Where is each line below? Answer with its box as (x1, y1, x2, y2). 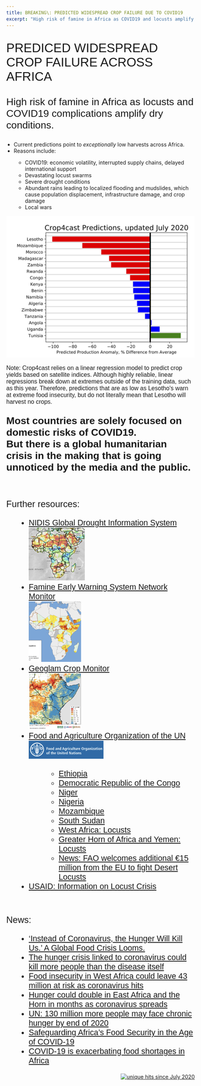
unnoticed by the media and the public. (6, 462, 191, 474)
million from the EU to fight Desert (59, 862, 178, 873)
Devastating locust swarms (25, 171, 92, 178)
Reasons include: (14, 147, 56, 154)
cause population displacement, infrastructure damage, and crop (25, 191, 185, 198)
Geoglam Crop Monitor (29, 664, 109, 674)
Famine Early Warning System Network (29, 582, 168, 592)
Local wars (25, 203, 52, 210)
